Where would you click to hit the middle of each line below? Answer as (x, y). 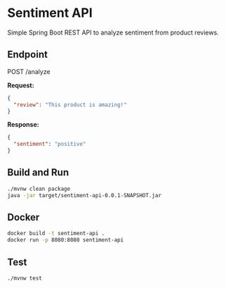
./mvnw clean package (39, 189)
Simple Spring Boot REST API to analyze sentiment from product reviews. (113, 32)
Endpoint (27, 55)
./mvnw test (25, 278)
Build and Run (38, 173)
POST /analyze (29, 71)
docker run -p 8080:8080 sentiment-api (66, 240)
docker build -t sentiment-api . (56, 234)
